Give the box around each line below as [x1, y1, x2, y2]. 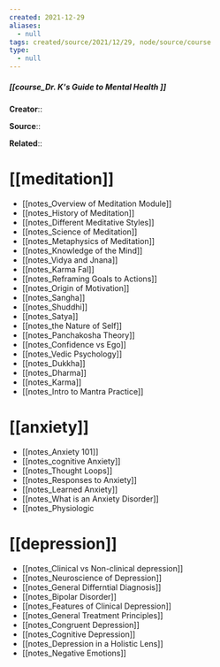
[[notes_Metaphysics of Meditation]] [21, 235, 156, 246]
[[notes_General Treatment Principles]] [21, 609, 163, 620]
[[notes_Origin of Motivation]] [21, 282, 130, 293]
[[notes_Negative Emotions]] [21, 648, 126, 658]
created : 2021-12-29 [9, 12, 86, 22]
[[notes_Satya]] [21, 310, 79, 321]
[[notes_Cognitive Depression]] [21, 629, 136, 640]
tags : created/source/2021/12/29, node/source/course [9, 37, 212, 47]
